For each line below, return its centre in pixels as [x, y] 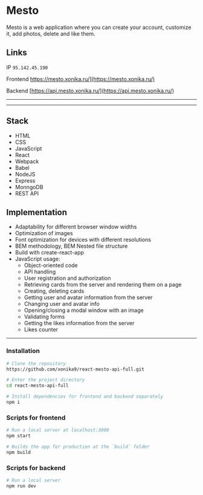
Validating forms [44, 317]
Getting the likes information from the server [79, 323]
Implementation [37, 212]
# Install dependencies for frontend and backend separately [85, 396]
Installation [23, 351]
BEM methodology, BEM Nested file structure [71, 246]
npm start [19, 436]
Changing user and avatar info [62, 304]
